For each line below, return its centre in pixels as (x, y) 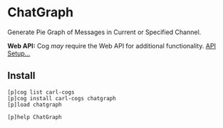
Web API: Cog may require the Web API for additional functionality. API (111, 46)
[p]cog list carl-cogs (41, 92)
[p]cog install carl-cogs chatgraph (62, 98)
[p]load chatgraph (35, 105)
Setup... (19, 53)
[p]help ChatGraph (35, 117)
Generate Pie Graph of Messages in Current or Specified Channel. (104, 32)
